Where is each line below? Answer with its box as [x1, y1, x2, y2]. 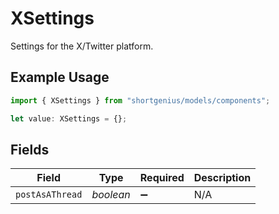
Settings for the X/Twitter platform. [10, 40, 154, 52]
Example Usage [10, 69, 110, 86]
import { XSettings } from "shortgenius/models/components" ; [10, 95, 271, 106]
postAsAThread [15, 189, 83, 201]
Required [139, 171, 185, 185]
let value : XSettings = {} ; [10, 113, 128, 124]
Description [193, 171, 252, 185]
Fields [10, 141, 50, 158]
